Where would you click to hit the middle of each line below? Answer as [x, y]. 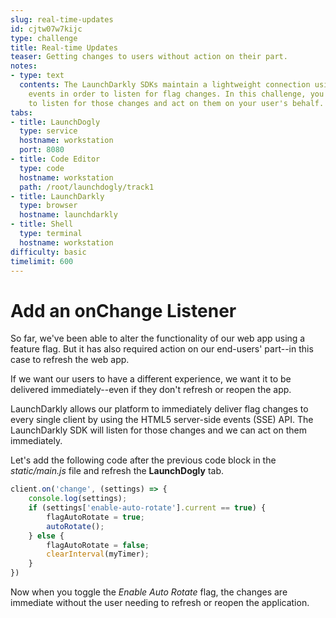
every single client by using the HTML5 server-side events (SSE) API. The [162, 420]
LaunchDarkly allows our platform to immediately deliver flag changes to [159, 409]
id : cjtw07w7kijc [46, 29]
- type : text [37, 76]
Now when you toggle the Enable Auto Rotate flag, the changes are [149, 592]
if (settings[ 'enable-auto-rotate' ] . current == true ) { [147, 508]
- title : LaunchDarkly [57, 196]
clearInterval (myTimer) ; [98, 554]
